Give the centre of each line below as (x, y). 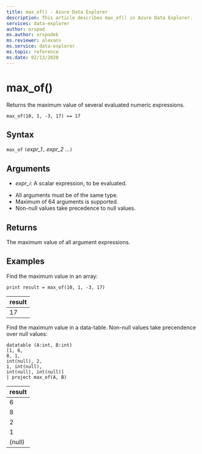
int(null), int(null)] (35, 372)
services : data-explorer (38, 23)
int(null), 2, (24, 361)
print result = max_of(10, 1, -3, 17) (56, 287)
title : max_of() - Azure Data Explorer (57, 12)
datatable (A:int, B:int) (39, 345)
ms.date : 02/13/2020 (33, 58)
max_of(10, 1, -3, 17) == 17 (43, 116)
